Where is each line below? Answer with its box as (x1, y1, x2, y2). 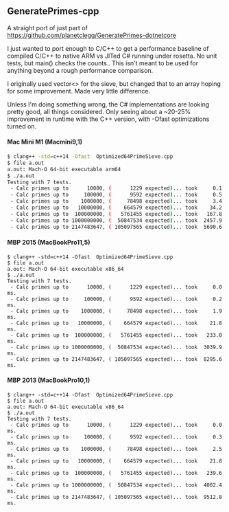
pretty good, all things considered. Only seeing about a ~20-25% (7, 107, 191, 115)
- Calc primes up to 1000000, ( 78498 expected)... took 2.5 (10, 445, 223, 452)
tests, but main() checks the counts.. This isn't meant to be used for (7, 58, 199, 67)
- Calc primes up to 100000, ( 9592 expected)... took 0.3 (10, 433, 223, 441)
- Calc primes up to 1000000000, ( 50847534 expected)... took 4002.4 (10, 481, 223, 489)
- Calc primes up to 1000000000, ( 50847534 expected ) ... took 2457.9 (10, 216, 223, 224)
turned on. (7, 122, 36, 130)
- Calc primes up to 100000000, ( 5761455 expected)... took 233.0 (10, 331, 223, 339)
